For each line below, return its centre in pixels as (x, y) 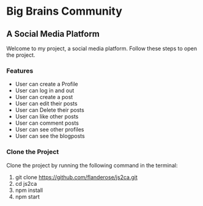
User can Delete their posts (50, 110)
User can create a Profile (46, 84)
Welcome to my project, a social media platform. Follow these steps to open (102, 48)
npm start (27, 196)
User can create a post (44, 97)
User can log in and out (45, 90)
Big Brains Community (64, 11)
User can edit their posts (46, 104)
